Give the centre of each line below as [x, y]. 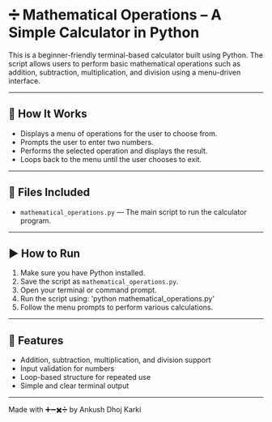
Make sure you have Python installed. [83, 273]
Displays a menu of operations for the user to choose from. [119, 133]
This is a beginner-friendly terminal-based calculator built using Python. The [136, 55]
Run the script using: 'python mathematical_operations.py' [117, 299]
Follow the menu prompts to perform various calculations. [116, 307]
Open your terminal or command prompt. [88, 290]
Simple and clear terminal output [74, 386]
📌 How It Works [48, 114]
